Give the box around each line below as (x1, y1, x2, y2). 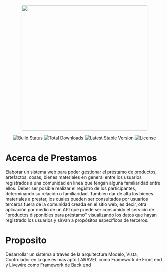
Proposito (5, 235, 47, 246)
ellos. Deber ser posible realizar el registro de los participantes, (5, 185, 137, 191)
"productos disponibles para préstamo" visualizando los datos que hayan (5, 212, 157, 218)
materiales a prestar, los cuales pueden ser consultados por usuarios (5, 196, 148, 202)
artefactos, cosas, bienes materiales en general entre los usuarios (5, 174, 142, 180)
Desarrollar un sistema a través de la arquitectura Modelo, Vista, (5, 251, 138, 257)
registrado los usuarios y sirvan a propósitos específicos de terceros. (5, 217, 149, 223)
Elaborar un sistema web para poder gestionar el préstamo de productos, (5, 169, 157, 175)
